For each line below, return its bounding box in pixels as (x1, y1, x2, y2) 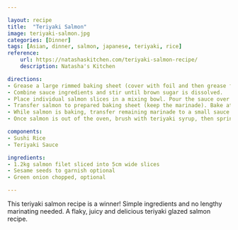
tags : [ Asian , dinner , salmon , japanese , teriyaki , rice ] (7, 43, 182, 50)
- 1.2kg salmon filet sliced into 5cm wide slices (7, 160, 160, 168)
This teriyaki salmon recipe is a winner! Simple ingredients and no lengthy (7, 199, 222, 208)
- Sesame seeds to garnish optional (7, 168, 115, 175)
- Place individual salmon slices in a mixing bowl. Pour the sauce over (7, 95, 230, 103)
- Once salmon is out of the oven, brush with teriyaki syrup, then (7, 115, 214, 123)
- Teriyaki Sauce (7, 141, 59, 148)
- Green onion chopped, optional (7, 174, 106, 181)
